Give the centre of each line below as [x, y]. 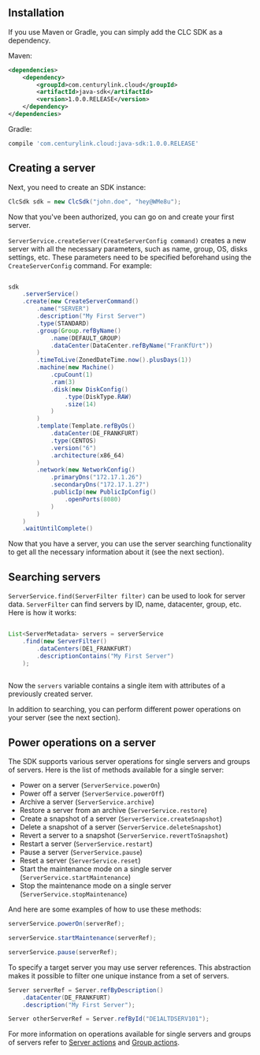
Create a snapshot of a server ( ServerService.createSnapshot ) [121, 818]
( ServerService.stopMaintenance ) [73, 894]
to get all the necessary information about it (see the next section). [116, 552]
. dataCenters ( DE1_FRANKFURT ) [84, 649]
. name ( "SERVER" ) [63, 309]
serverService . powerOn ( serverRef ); [67, 924]
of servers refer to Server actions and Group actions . [94, 1042]
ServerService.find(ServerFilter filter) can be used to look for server [127, 596]
